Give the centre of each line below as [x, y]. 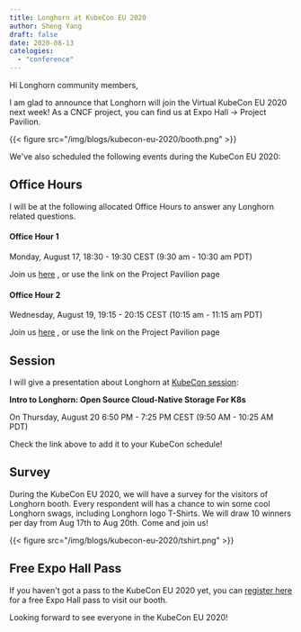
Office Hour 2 [35, 294]
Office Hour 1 [34, 237]
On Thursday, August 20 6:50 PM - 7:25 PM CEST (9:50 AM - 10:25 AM [142, 417]
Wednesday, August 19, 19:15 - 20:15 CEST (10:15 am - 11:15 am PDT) [136, 315]
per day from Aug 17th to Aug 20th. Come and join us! [109, 522]
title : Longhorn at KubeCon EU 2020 [78, 18]
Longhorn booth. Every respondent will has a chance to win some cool [140, 503]
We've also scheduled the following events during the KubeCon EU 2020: [145, 157]
